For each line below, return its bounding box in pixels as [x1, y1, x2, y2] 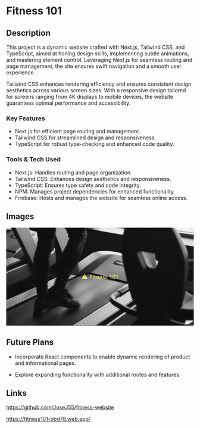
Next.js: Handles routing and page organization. [14, 168, 132, 176]
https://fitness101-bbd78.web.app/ [6, 415, 91, 423]
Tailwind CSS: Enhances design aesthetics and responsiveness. [14, 175, 171, 182]
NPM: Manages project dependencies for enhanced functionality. [14, 188, 176, 195]
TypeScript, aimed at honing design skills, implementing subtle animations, [6, 50, 189, 57]
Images [6, 211, 35, 221]
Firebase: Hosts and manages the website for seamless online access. [14, 194, 188, 201]
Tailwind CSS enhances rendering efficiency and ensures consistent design [6, 80, 192, 88]
